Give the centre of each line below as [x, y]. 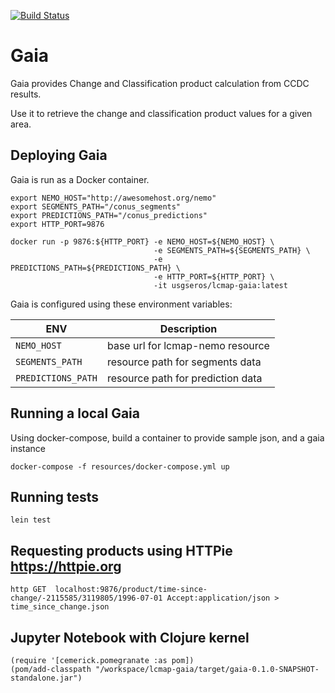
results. [26, 94]
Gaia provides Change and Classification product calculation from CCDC [160, 83]
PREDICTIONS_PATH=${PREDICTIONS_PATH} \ [96, 268]
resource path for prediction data [184, 378]
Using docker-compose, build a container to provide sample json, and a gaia [167, 437]
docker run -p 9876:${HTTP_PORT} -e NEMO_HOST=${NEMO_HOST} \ [142, 241]
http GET [28, 590]
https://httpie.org [66, 566]
